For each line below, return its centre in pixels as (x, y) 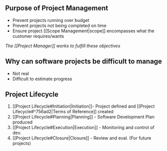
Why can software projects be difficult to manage (83, 62)
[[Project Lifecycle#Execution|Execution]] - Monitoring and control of (83, 128)
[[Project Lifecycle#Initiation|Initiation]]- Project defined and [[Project (83, 106)
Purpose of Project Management (57, 8)
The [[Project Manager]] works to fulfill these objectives (63, 46)
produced (22, 122)
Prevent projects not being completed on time (59, 25)
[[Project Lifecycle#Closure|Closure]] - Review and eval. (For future (82, 138)
